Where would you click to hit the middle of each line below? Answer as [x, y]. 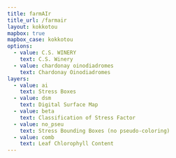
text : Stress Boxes [48, 92]
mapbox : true [26, 33]
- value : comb [34, 137]
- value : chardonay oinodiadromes [64, 66]
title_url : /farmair [37, 20]
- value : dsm [32, 99]
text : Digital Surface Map [59, 105]
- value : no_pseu [39, 124]
